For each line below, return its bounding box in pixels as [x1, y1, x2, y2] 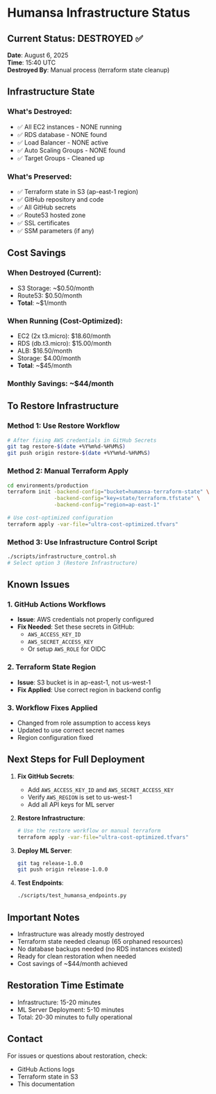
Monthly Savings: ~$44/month [7, 378, 114, 388]
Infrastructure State [7, 86, 95, 98]
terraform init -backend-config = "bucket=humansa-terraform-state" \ [7, 488, 210, 495]
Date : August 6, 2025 [7, 51, 69, 59]
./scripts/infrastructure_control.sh [7, 553, 117, 560]
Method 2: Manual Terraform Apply [7, 466, 129, 476]
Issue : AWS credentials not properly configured [17, 616, 154, 624]
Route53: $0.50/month [17, 291, 83, 300]
